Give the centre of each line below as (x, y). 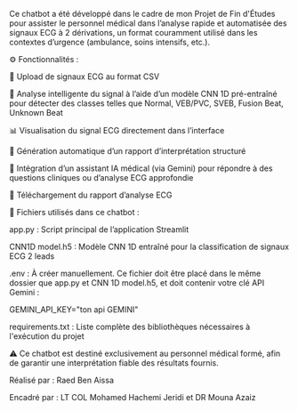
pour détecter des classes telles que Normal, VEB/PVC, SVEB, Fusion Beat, (147, 103)
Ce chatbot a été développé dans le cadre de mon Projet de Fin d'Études (142, 14)
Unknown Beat (36, 113)
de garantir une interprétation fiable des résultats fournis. (114, 363)
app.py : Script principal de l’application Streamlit (99, 230)
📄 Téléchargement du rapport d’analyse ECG (91, 195)
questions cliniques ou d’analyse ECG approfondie (101, 177)
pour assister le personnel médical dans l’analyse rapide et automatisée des (148, 23)
